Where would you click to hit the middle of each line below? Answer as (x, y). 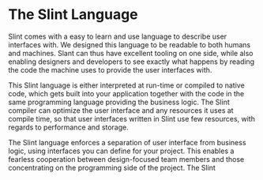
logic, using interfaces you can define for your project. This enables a (121, 151)
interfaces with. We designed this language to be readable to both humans (130, 44)
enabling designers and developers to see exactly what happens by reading (131, 62)
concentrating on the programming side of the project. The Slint (112, 167)
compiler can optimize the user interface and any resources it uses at (121, 110)
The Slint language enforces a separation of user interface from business (127, 142)
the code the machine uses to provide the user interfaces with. (110, 69)
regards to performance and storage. (68, 127)
